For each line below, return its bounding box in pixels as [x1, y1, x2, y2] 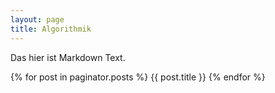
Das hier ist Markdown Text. [10, 51, 126, 63]
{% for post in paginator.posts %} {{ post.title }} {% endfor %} [10, 71, 266, 83]
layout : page [10, 14, 65, 25]
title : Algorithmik [10, 24, 92, 34]
